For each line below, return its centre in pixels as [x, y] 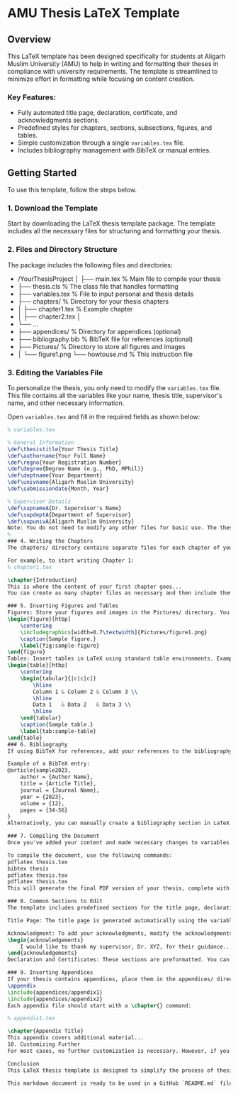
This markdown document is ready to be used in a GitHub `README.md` [112, 1083]
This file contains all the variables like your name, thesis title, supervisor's [115, 396]
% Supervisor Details [39, 502]
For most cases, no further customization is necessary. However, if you [119, 1051]
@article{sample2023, [39, 770]
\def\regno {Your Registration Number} [64, 463]
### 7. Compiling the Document [53, 836]
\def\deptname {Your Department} [55, 476]
